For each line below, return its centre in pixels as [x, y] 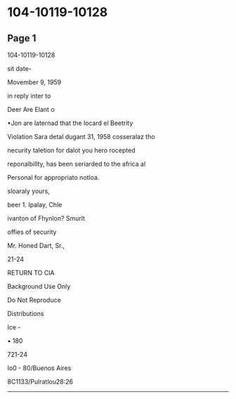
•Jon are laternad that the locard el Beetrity [70, 123]
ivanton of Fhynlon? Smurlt [46, 218]
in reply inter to [29, 96]
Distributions [26, 314]
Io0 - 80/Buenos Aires [39, 368]
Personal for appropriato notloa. [53, 177]
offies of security [32, 232]
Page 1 [22, 38]
